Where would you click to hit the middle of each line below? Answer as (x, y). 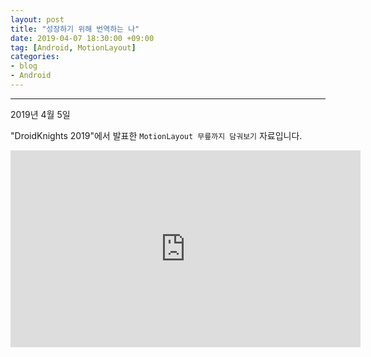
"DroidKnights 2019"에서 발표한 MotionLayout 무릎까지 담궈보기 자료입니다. (156, 135)
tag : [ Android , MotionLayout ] (73, 47)
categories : (35, 57)
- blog (24, 66)
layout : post (37, 19)
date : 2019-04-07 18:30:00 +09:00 (82, 38)
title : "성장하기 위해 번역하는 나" (75, 29)
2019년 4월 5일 (40, 114)
